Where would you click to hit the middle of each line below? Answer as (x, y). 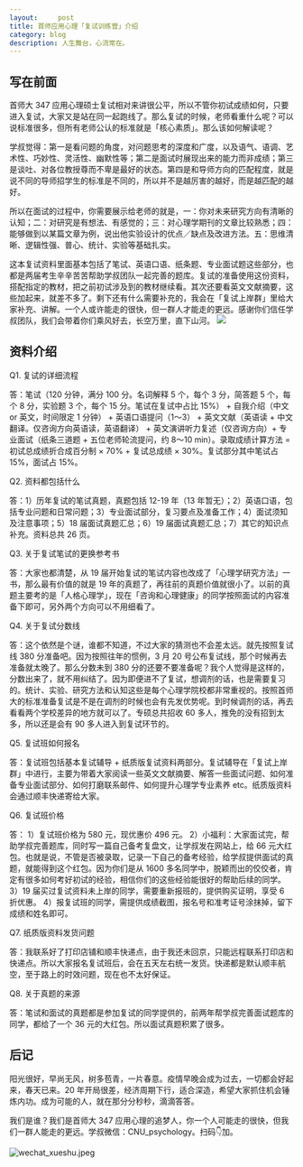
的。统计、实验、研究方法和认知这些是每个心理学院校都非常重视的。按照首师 (151, 690)
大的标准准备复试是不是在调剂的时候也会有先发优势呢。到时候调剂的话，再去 (151, 701)
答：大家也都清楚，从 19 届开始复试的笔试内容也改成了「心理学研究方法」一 (150, 572)
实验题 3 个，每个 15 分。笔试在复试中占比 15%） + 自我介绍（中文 (165, 405)
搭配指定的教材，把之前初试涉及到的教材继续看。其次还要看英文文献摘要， (147, 287)
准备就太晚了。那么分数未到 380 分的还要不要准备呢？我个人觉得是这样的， (150, 667)
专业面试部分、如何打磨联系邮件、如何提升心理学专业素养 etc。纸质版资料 (154, 784)
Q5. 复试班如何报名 (45, 743)
